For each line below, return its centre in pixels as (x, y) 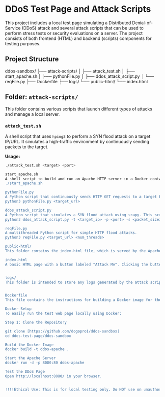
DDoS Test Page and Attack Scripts (78, 9)
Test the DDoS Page (25, 372)
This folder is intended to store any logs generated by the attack (77, 282)
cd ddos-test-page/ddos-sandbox (38, 336)
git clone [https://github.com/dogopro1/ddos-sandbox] (62, 331)
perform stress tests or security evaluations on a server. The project (74, 33)
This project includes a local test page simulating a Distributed (68, 23)
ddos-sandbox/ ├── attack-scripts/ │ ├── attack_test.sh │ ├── (70, 71)
